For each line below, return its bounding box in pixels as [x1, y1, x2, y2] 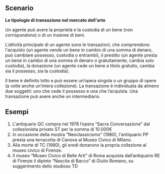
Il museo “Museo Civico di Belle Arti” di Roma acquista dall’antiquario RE [12, 152, 160, 158]
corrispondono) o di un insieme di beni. [5, 32, 85, 38]
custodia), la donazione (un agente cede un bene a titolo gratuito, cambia [5, 62, 155, 68]
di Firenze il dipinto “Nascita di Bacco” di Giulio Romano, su [12, 158, 134, 164]
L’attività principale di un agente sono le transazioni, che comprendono [5, 42, 150, 48]
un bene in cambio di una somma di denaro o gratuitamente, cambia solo [5, 57, 154, 63]
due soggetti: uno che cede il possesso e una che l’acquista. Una [5, 88, 138, 94]
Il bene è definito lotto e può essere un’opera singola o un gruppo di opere [5, 77, 157, 83]
